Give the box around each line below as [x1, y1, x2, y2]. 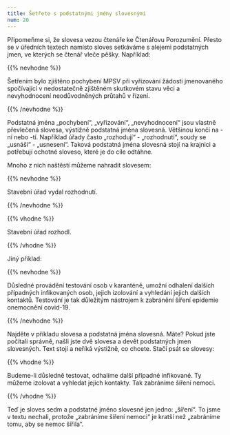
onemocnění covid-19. [7, 303, 70, 311]
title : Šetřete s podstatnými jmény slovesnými [7, 10, 147, 17]
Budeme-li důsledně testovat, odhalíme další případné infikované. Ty [7, 371, 202, 379]
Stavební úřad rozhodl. [7, 227, 72, 236]
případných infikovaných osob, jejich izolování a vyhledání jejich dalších [7, 288, 211, 296]
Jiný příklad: [7, 254, 43, 263]
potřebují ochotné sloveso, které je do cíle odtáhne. [7, 148, 153, 156]
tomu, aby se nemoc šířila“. [7, 420, 84, 428]
